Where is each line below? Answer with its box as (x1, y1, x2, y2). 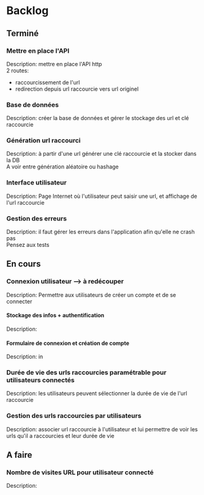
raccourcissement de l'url (15, 78, 80, 86)
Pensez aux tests (6, 241, 50, 249)
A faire (6, 450, 32, 460)
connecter (6, 298, 32, 305)
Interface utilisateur (6, 178, 67, 187)
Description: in (6, 353, 43, 360)
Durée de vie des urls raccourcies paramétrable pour (6, 368, 167, 377)
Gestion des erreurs (6, 214, 67, 222)
